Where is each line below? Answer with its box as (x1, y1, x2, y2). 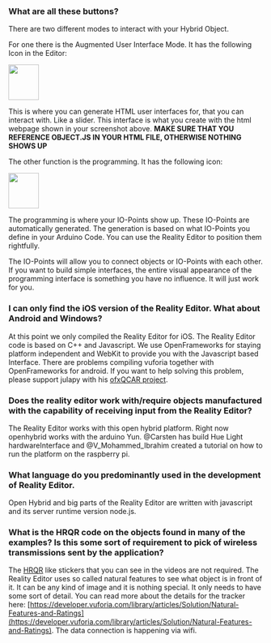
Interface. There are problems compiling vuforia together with (8, 357, 214, 367)
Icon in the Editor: (8, 49, 67, 58)
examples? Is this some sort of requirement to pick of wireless (8, 537, 257, 548)
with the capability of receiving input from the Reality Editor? (8, 405, 252, 416)
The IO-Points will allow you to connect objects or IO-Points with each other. (8, 257, 263, 267)
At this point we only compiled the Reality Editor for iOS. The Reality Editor (8, 331, 256, 341)
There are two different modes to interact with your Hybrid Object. (8, 24, 229, 34)
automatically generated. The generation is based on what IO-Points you (8, 224, 251, 234)
